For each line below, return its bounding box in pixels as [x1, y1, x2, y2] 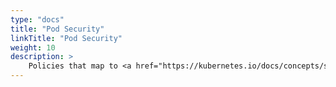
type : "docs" [10, 14, 65, 25]
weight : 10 [10, 42, 56, 53]
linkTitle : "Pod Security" [10, 33, 123, 43]
